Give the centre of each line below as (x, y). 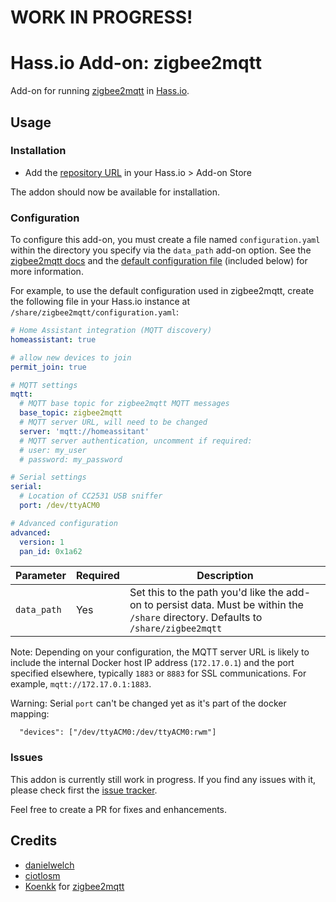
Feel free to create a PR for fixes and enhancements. (119, 809)
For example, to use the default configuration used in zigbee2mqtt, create (162, 291)
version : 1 (42, 542)
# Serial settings (48, 477)
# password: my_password (71, 459)
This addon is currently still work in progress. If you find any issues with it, (163, 779)
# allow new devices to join (71, 357)
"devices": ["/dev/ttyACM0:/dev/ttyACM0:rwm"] (118, 732)
